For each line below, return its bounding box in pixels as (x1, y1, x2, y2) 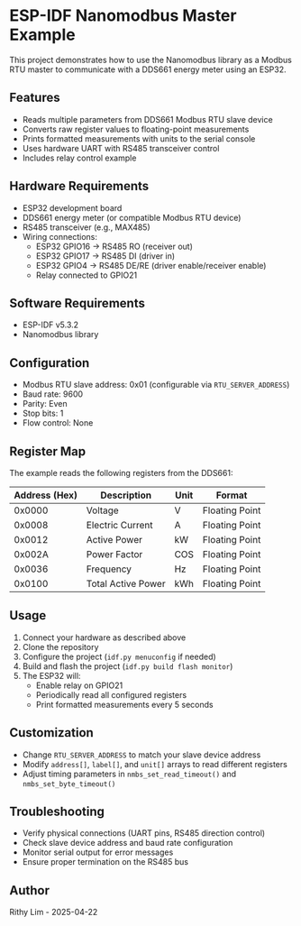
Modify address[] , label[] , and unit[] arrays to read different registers (22, 758, 288, 769)
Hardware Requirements (9, 179, 150, 194)
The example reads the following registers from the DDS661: (9, 468, 233, 478)
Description (100, 489, 151, 501)
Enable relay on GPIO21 (35, 680, 123, 691)
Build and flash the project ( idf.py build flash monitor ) (22, 660, 233, 672)
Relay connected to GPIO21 (35, 270, 138, 280)
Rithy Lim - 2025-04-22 (9, 907, 98, 918)
